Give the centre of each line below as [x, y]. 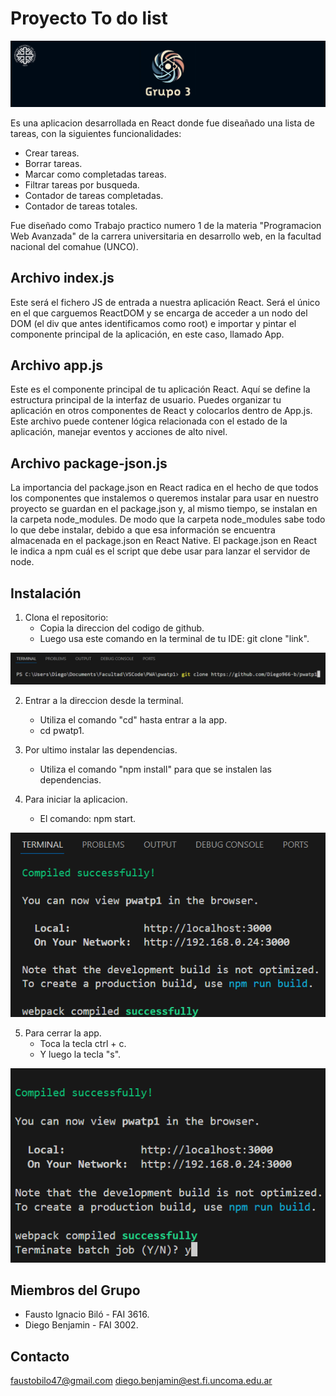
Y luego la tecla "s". [80, 1054]
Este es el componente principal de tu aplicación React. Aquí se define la [160, 389]
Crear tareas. [52, 153]
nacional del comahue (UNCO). [74, 246]
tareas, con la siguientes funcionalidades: [96, 133]
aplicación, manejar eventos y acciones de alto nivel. [119, 432]
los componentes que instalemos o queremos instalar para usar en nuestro [164, 498]
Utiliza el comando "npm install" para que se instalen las [155, 769]
